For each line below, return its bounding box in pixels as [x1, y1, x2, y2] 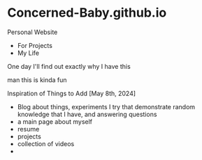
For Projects [17, 41, 52, 49]
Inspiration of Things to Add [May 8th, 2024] [7, 89, 136, 97]
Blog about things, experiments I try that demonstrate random [17, 102, 196, 111]
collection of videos [17, 139, 75, 147]
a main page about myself [17, 117, 93, 126]
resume [17, 125, 40, 133]
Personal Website [7, 28, 58, 36]
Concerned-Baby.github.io [7, 5, 167, 21]
